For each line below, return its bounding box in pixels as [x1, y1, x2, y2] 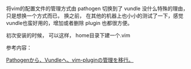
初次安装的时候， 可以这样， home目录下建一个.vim [6, 32, 131, 39]
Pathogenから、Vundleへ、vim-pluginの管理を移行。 [6, 57, 134, 63]
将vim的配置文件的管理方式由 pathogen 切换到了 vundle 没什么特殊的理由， [6, 5, 189, 12]
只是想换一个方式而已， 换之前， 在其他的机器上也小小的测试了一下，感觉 [6, 12, 183, 19]
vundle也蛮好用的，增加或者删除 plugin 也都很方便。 [6, 20, 133, 26]
